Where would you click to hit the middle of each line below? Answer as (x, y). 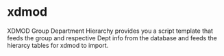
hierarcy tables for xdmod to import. (58, 45)
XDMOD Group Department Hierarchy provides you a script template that (110, 31)
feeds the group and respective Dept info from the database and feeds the (112, 38)
